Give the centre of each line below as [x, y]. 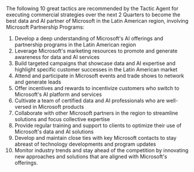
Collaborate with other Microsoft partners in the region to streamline [96, 113]
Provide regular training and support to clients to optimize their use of [98, 125]
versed [23, 107]
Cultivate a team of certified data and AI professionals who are [89, 101]
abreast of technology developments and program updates [85, 144]
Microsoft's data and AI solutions [54, 132]
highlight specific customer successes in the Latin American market [96, 69]
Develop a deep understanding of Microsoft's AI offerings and [89, 38]
